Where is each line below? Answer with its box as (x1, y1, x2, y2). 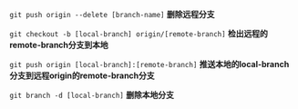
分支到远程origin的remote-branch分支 (9, 70, 155, 81)
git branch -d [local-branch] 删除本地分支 (9, 90, 175, 100)
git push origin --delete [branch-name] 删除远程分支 (9, 9, 215, 19)
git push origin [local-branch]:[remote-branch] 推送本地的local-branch (9, 59, 290, 69)
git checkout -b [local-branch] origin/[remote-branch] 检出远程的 (9, 28, 269, 39)
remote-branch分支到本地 (9, 40, 109, 50)
